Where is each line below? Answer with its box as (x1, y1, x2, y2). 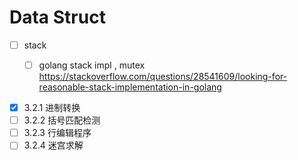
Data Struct (9, 6, 106, 29)
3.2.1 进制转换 (23, 102, 81, 114)
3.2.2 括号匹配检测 (23, 114, 101, 126)
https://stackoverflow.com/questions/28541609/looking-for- (38, 71, 288, 83)
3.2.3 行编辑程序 (23, 127, 92, 139)
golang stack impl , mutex (38, 59, 146, 71)
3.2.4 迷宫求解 (23, 139, 84, 151)
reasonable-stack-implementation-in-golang (38, 81, 222, 93)
